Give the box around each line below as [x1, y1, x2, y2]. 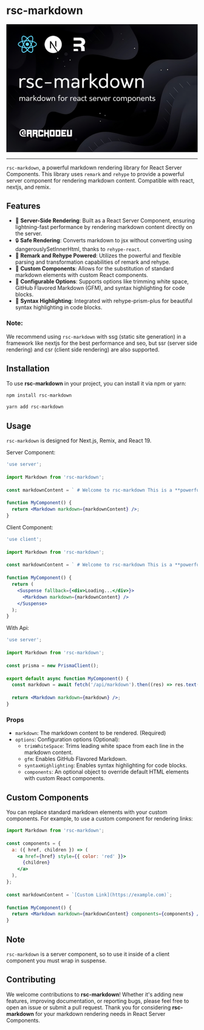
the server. [15, 230, 42, 238]
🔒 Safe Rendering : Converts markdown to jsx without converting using [15, 237, 192, 244]
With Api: [6, 624, 29, 632]
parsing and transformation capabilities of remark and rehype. [15, 258, 171, 266]
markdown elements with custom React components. [15, 272, 149, 279]
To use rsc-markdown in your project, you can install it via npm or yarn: [6, 379, 186, 387]
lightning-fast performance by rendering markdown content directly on [15, 224, 193, 231]
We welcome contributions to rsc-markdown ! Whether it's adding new [6, 990, 183, 998]
